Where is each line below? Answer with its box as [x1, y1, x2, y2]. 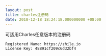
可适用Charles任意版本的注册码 [5, 32, 71, 38]
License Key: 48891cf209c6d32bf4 [5, 46, 76, 51]
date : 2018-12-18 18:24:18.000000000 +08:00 [5, 17, 101, 22]
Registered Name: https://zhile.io [5, 42, 81, 47]
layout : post [5, 7, 33, 13]
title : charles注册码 [5, 12, 49, 17]
